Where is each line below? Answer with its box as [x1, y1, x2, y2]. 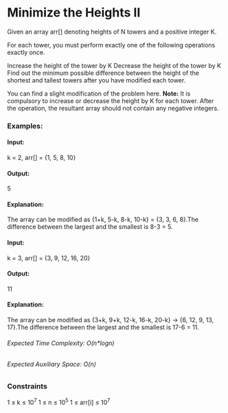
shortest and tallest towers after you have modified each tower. [7, 76, 186, 84]
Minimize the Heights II [7, 5, 141, 21]
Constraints [7, 381, 48, 391]
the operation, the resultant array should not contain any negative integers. [7, 104, 219, 112]
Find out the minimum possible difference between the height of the [7, 69, 199, 77]
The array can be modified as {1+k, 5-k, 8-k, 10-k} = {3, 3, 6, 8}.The [7, 215, 199, 224]
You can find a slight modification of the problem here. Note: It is [7, 89, 191, 98]
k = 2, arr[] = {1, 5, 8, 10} [7, 153, 76, 162]
